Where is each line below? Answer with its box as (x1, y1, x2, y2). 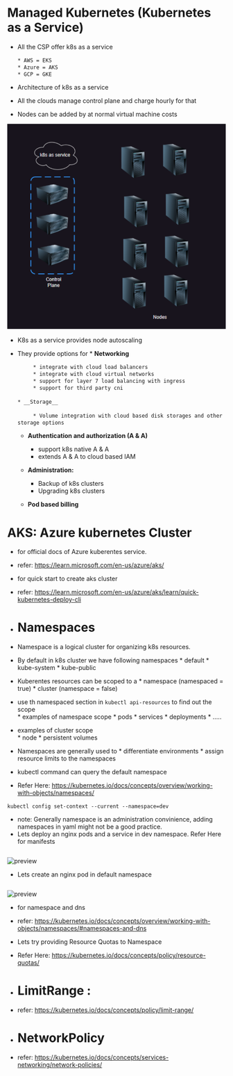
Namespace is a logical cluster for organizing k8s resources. (17, 643, 191, 651)
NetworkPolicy (17, 1030, 105, 1046)
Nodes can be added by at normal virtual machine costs (17, 110, 178, 118)
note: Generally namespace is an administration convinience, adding (17, 815, 213, 824)
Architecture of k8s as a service (17, 83, 109, 91)
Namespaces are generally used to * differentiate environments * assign (17, 747, 224, 756)
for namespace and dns (17, 904, 85, 912)
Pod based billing (27, 500, 79, 509)
